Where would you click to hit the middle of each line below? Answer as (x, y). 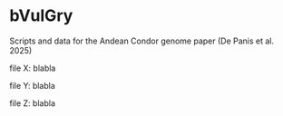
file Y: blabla (33, 85)
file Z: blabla (33, 103)
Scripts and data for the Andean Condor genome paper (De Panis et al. (142, 41)
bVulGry (41, 16)
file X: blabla (33, 68)
